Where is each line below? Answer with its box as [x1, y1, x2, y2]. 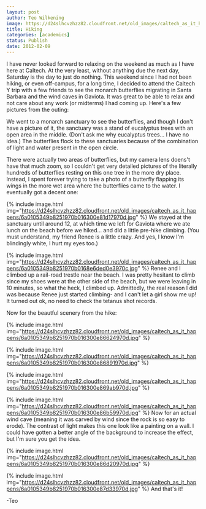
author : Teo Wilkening [6, 15, 64, 21]
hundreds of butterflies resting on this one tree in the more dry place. [6, 168, 181, 176]
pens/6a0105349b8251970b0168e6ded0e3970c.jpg [6, 264, 138, 272]
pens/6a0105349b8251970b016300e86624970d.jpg [6, 334, 139, 341]
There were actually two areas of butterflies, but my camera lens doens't [6, 156, 191, 163]
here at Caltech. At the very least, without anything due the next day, [6, 66, 180, 74]
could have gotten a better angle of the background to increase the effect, [6, 428, 194, 436]
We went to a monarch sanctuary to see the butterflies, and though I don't [6, 117, 193, 125]
